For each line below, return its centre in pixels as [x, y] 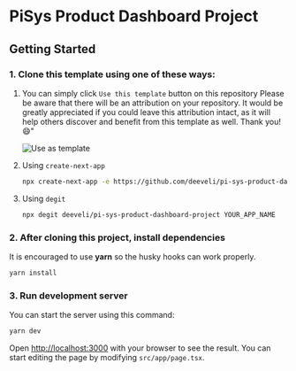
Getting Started [53, 49]
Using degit [44, 198]
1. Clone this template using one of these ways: [112, 74]
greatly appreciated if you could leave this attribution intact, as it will [146, 112]
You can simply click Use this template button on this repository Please [153, 93]
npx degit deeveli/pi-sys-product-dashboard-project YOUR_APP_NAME [148, 214]
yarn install [33, 273]
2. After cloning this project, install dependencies [117, 237]
